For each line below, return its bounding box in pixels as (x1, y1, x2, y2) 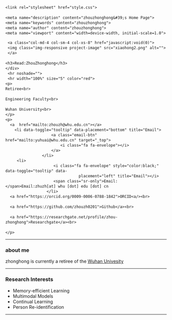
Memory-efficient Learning (12, 287, 70, 294)
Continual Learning (12, 298, 53, 305)
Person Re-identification (12, 304, 64, 310)
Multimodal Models (12, 293, 54, 299)
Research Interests (5, 276, 54, 283)
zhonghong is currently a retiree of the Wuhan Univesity (5, 258, 124, 265)
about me (5, 246, 30, 253)
